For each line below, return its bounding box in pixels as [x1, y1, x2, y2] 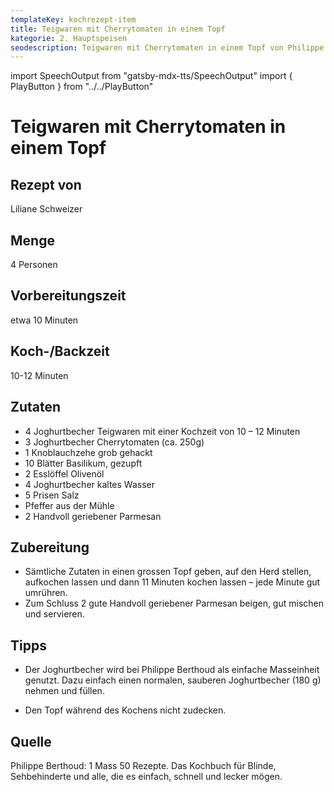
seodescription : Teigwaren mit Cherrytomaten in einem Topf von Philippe [10, 42, 325, 53]
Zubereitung [10, 539, 90, 556]
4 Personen [10, 259, 58, 271]
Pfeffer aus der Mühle [24, 499, 115, 511]
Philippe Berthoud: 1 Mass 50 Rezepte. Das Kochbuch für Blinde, [10, 759, 277, 771]
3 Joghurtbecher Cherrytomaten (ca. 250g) [24, 436, 205, 448]
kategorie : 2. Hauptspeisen [10, 33, 128, 43]
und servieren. [24, 608, 85, 620]
